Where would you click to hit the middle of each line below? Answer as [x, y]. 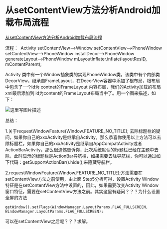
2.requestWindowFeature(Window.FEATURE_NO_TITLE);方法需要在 [74, 173]
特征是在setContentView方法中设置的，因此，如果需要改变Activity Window [82, 185]
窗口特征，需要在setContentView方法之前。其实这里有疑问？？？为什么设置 [83, 191]
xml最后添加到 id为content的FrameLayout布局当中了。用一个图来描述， [79, 93]
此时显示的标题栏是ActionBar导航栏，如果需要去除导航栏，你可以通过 [85, 156]
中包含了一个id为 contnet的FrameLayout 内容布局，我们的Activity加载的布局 [83, 87]
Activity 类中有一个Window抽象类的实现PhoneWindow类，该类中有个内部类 [83, 74]
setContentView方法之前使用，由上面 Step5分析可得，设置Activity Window [82, 179]
